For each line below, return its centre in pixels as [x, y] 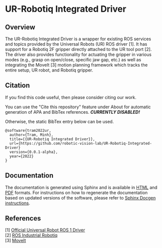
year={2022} [22, 156]
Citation [18, 86]
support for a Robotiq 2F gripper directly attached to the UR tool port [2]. [78, 49]
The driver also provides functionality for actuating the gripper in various [78, 54]
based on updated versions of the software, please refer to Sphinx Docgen [80, 198]
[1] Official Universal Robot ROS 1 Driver [45, 230]
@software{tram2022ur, [28, 130]
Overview [20, 27]
